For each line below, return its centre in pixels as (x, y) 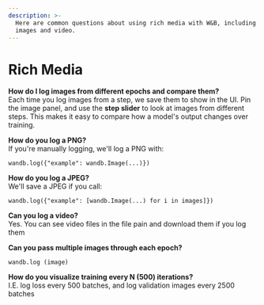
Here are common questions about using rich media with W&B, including (136, 23)
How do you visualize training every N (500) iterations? (101, 277)
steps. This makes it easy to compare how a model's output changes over (128, 116)
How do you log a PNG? (47, 140)
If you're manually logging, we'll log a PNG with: (86, 149)
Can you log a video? (43, 215)
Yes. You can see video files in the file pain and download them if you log (127, 224)
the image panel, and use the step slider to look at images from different (126, 109)
